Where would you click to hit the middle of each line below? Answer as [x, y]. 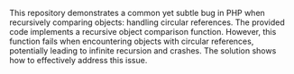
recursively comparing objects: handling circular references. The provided [147, 22]
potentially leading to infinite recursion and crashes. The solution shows [143, 51]
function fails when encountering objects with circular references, [132, 41]
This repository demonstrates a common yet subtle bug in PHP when [138, 13]
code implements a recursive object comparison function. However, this [143, 32]
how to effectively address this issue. [78, 60]
